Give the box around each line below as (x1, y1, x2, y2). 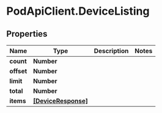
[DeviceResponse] (32, 97, 89, 105)
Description (94, 47, 129, 55)
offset (9, 67, 28, 75)
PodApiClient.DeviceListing (6, 4, 150, 18)
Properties (6, 29, 48, 39)
